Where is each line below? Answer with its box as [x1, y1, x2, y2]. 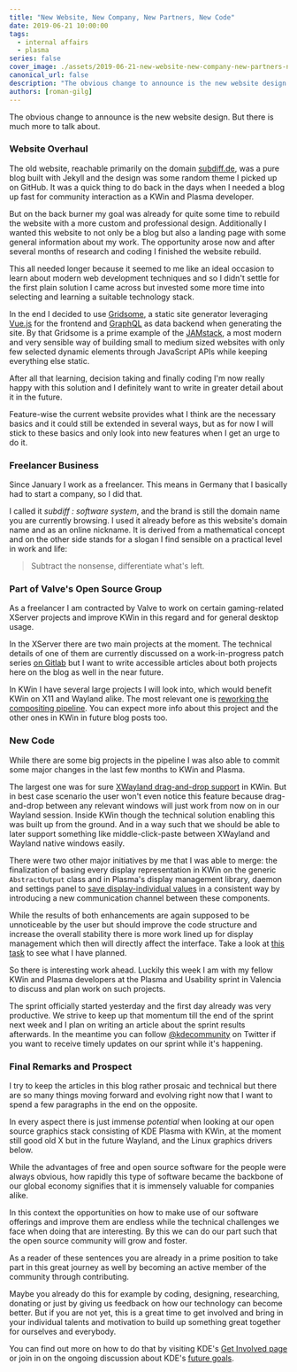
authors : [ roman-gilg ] [9, 87, 93, 96]
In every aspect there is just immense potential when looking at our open [9, 1116, 275, 1127]
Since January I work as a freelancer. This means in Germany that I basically [9, 479, 288, 490]
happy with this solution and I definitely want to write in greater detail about [9, 382, 284, 392]
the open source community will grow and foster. [9, 1235, 187, 1245]
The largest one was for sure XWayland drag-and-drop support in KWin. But [9, 781, 287, 792]
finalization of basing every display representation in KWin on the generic [9, 864, 277, 875]
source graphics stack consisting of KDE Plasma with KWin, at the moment [9, 1126, 282, 1136]
